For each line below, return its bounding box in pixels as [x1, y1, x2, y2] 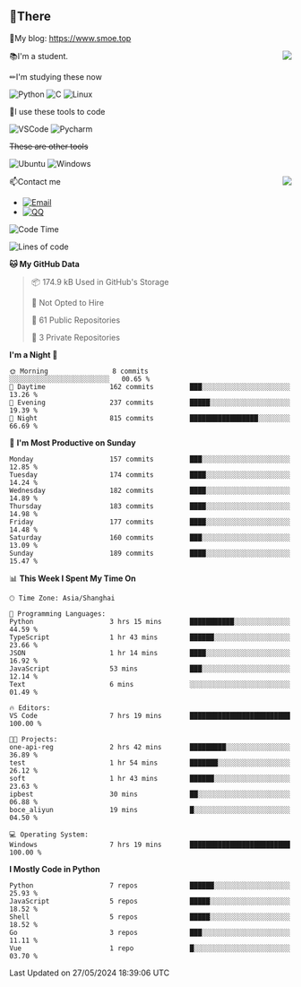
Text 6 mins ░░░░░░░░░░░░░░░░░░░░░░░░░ [9, 680, 291, 688]
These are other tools [9, 141, 89, 152]
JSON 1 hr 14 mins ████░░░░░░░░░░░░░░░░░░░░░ [9, 648, 291, 657]
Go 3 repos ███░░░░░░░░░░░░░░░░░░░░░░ [9, 928, 291, 937]
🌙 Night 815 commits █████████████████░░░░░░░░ [9, 413, 291, 422]
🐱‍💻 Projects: [9, 734, 58, 744]
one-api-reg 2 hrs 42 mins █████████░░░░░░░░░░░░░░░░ [9, 742, 291, 751]
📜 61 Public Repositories [30, 315, 121, 325]
